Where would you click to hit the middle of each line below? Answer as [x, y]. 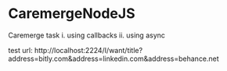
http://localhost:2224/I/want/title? [88, 50]
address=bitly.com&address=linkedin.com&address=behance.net [113, 59]
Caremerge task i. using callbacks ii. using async [87, 35]
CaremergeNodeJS [72, 14]
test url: [20, 50]
